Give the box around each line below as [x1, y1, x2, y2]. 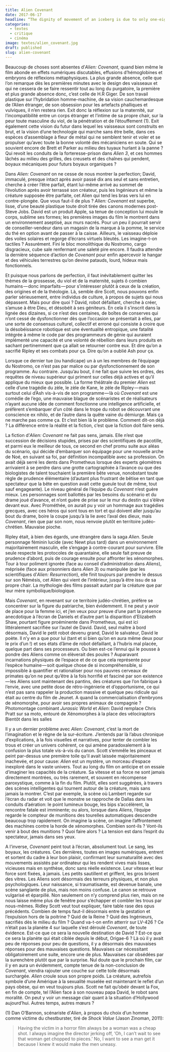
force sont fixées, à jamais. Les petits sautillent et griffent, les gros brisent [5, 870, 159, 876]
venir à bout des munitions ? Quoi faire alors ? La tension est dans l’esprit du [5, 828, 164, 834]
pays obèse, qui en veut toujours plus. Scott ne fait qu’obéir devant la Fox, [5, 983, 160, 990]
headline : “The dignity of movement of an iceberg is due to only [5, 17, 148, 22]
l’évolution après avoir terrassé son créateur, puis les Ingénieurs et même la [5, 187, 163, 193]
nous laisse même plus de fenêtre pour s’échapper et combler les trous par [5, 897, 162, 903]
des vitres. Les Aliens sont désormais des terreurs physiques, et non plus [5, 876, 158, 882]
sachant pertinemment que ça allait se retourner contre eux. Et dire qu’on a [5, 342, 162, 348]
